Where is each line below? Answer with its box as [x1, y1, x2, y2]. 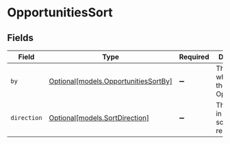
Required [179, 53, 209, 61]
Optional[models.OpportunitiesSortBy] [49, 76, 172, 86]
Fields [7, 32, 34, 44]
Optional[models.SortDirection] [49, 113, 149, 122]
